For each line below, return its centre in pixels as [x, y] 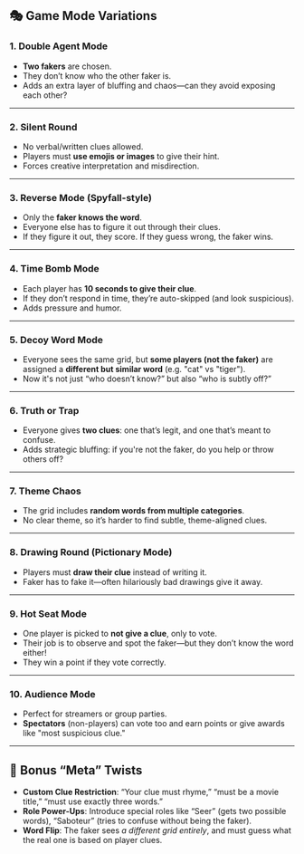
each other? [45, 95]
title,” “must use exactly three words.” [92, 801]
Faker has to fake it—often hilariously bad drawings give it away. [142, 581]
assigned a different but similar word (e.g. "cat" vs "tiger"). [134, 369]
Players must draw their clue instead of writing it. [115, 572]
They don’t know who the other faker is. [97, 75]
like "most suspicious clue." [74, 734]
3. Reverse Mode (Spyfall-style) [81, 197]
